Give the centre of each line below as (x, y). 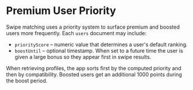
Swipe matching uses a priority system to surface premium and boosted (93, 27)
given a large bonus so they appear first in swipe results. (83, 57)
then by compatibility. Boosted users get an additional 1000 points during (94, 74)
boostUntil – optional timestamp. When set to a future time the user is (99, 50)
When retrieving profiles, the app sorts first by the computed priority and (94, 68)
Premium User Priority (61, 11)
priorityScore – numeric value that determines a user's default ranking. (101, 44)
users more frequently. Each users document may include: (76, 33)
